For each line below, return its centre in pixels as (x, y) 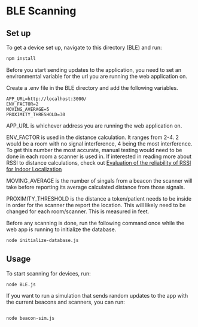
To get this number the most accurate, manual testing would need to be (94, 150)
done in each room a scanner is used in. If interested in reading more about (99, 156)
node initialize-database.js (42, 240)
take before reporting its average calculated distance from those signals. (96, 187)
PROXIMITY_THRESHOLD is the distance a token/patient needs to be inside (99, 198)
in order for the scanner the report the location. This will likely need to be (96, 205)
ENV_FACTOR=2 (22, 104)
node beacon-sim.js (31, 319)
